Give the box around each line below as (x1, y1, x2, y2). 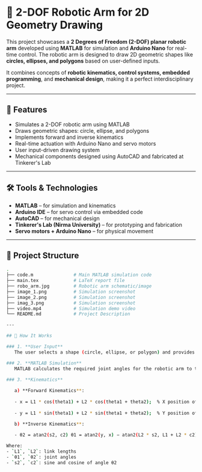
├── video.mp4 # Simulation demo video (6, 305, 136, 311)
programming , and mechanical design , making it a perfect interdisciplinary (6, 75, 194, 82)
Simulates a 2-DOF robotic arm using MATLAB (14, 120, 130, 128)
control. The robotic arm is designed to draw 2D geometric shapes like (18, 51, 194, 58)
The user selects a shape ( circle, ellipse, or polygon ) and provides (14, 349, 195, 355)
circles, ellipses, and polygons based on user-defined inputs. (6, 57, 161, 64)
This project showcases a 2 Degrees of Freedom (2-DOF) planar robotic (6, 38, 186, 45)
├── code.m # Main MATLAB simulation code (6, 272, 152, 278)
